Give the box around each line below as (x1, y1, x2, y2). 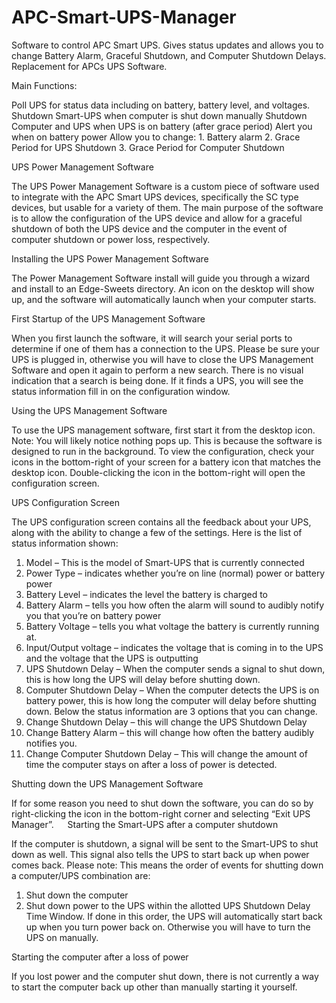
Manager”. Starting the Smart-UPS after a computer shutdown (11, 818, 279, 830)
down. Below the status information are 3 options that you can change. (25, 705, 318, 717)
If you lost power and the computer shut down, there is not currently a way (11, 970, 319, 982)
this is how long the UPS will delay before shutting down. (25, 673, 261, 685)
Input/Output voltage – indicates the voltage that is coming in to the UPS (25, 641, 324, 653)
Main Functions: (11, 79, 78, 91)
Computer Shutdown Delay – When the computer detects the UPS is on (25, 684, 320, 696)
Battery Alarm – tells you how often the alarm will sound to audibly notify (25, 599, 325, 611)
